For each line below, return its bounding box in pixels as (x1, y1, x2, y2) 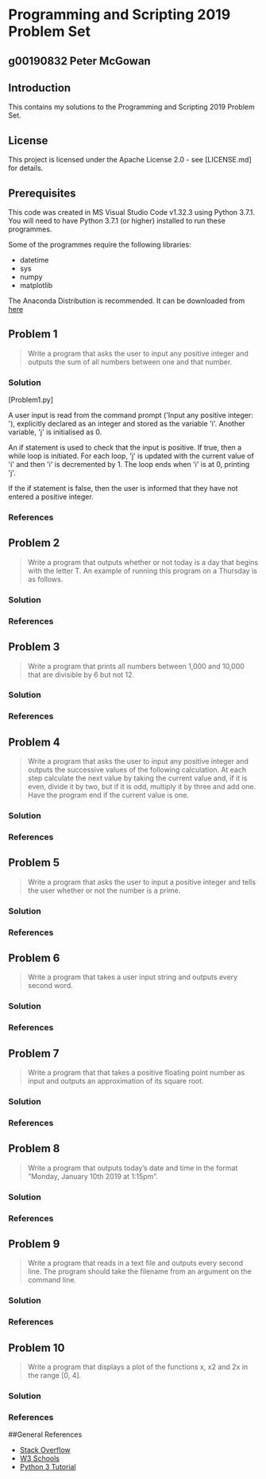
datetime (19, 255, 49, 265)
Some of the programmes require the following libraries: (8, 240, 192, 250)
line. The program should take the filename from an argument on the (27, 1267, 252, 1276)
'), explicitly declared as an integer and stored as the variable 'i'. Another (8, 419, 245, 429)
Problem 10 (8, 1341, 65, 1354)
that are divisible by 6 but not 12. (27, 670, 135, 679)
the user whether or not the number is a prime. (27, 885, 181, 895)
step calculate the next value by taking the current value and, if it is (27, 773, 248, 783)
